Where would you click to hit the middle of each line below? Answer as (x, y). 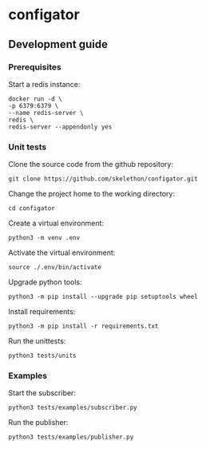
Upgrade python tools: (45, 282)
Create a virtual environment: (56, 223)
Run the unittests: (37, 341)
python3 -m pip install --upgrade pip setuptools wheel (103, 297)
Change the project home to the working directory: (92, 194)
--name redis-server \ (46, 113)
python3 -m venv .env (44, 238)
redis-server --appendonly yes (60, 127)
